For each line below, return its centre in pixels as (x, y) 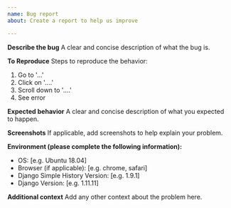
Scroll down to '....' (45, 90)
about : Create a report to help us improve (73, 21)
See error (32, 98)
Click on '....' (36, 82)
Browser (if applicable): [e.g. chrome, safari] (82, 167)
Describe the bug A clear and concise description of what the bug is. (109, 47)
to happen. (23, 119)
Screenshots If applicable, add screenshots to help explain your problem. (115, 132)
